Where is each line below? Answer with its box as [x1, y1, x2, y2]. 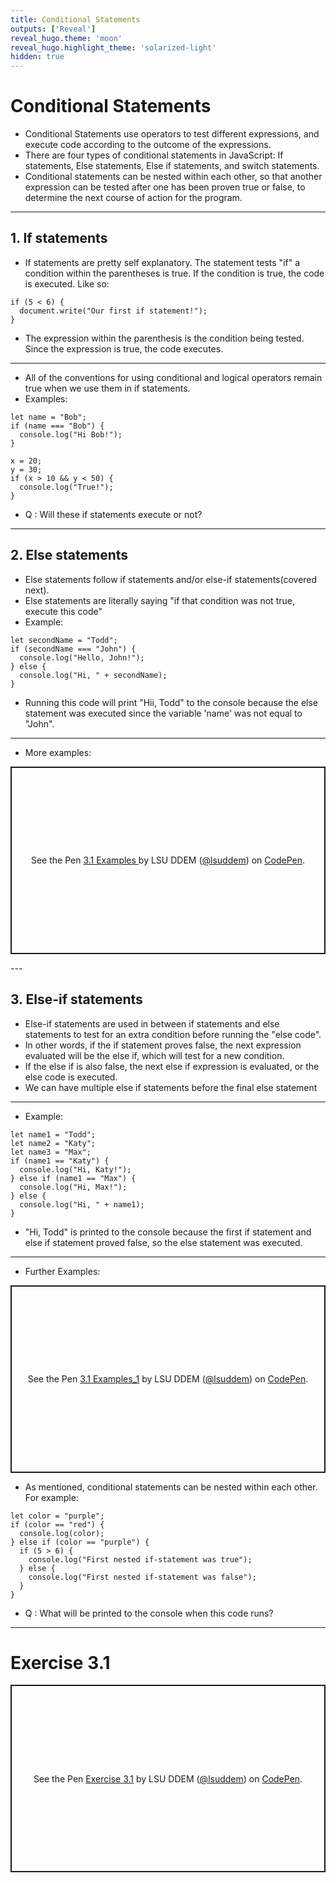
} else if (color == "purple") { [10, 1537, 150, 1547]
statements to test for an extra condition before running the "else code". [24, 1028, 322, 1040]
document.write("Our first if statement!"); [19, 306, 208, 316]
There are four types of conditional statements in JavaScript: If [24, 149, 284, 161]
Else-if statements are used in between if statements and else [24, 1017, 280, 1030]
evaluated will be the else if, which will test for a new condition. [24, 1049, 285, 1061]
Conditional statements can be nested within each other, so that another [24, 171, 323, 183]
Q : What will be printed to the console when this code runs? [24, 1607, 274, 1619]
